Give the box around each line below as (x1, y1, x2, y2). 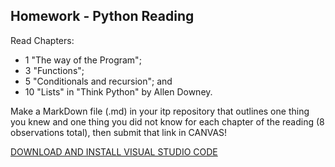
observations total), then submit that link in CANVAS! (10, 126, 228, 138)
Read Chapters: (10, 34, 75, 46)
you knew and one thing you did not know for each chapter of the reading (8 (10, 115, 325, 128)
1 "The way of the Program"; (24, 54, 142, 66)
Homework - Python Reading (10, 8, 195, 25)
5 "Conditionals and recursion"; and (24, 75, 173, 87)
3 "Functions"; (24, 64, 85, 76)
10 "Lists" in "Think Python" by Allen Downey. (24, 85, 213, 98)
